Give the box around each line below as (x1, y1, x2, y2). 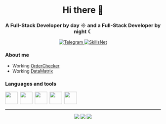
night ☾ (74, 28, 92, 35)
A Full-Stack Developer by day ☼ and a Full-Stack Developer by (5, 22, 161, 29)
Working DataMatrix (12, 68, 53, 74)
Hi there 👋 (62, 4, 104, 16)
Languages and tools (5, 80, 57, 87)
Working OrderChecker (12, 62, 60, 68)
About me (5, 52, 30, 59)
